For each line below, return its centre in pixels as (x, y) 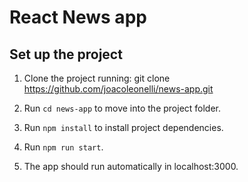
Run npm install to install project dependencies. (123, 127)
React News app (78, 17)
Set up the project (66, 54)
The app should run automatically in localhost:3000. (131, 166)
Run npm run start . (63, 147)
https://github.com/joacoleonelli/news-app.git (118, 89)
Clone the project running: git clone (97, 78)
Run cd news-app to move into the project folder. (122, 108)
